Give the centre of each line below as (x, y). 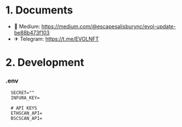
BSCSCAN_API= (27, 119)
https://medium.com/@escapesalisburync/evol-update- (109, 26)
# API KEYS (24, 108)
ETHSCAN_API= (27, 114)
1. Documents (39, 10)
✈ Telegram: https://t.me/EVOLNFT (56, 39)
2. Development (45, 63)
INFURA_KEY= (25, 98)
